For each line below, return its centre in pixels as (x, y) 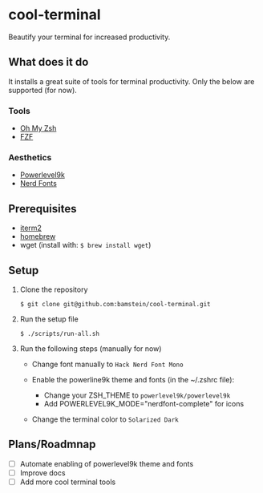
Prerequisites (42, 209)
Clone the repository (54, 289)
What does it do (49, 62)
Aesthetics (30, 157)
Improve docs (42, 473)
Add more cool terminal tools (68, 482)
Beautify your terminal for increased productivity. (89, 37)
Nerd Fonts (38, 184)
